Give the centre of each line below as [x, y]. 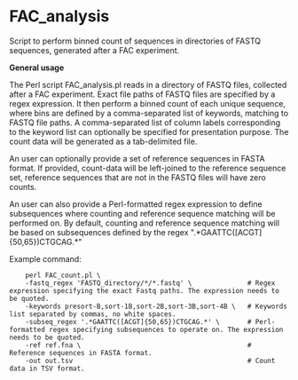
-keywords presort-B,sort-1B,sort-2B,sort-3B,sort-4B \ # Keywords [157, 306]
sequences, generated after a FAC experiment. [94, 50]
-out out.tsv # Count [150, 360]
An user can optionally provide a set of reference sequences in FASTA [137, 158]
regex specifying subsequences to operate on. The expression [166, 329]
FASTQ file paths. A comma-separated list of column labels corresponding [145, 123]
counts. [23, 186]
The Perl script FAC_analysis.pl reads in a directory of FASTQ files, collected [148, 84]
